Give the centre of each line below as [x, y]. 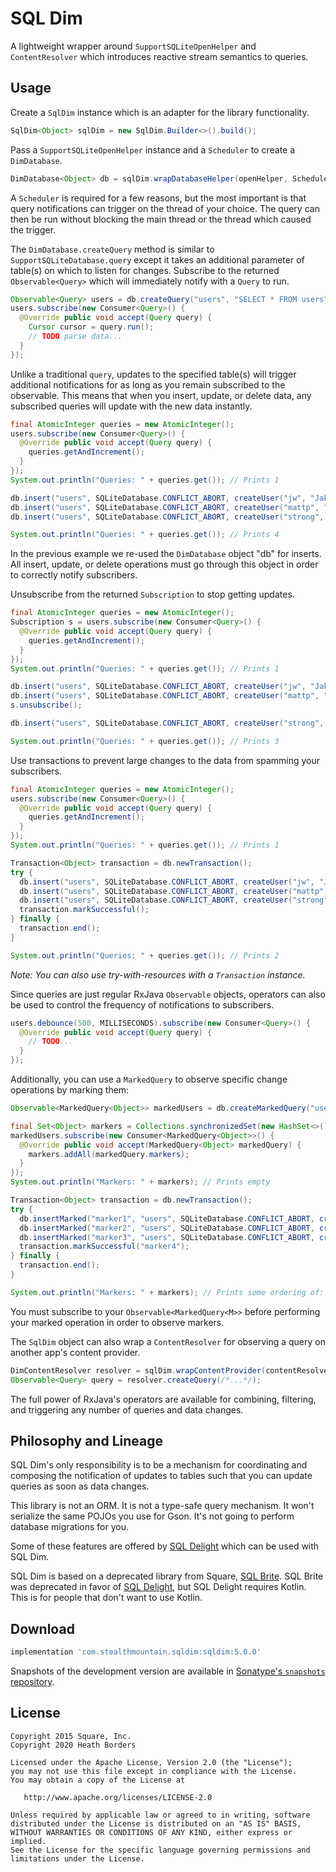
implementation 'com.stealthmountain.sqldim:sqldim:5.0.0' [136, 1652]
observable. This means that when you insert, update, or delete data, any [161, 395]
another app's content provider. [75, 1352]
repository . [32, 1681]
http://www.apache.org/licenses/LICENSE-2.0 [118, 1797]
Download [42, 1628]
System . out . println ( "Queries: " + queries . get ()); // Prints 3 [145, 741]
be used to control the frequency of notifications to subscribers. [142, 1004]
